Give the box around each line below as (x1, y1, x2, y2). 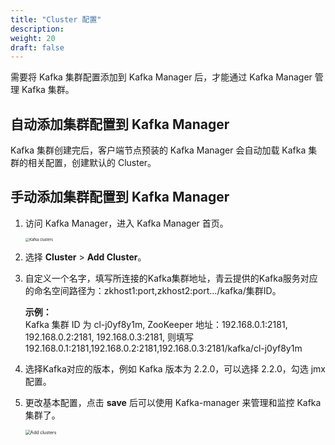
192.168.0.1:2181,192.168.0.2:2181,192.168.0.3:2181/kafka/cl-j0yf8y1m (24, 342, 303, 355)
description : (10, 24, 65, 34)
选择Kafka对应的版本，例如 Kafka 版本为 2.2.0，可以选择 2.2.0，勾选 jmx (24, 363, 327, 375)
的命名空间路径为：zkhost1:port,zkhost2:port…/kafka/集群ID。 (24, 285, 282, 297)
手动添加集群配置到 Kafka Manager (10, 189, 230, 206)
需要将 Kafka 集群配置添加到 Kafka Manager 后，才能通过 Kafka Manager (10, 71, 313, 83)
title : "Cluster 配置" (10, 14, 102, 25)
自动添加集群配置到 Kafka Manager (10, 116, 230, 133)
